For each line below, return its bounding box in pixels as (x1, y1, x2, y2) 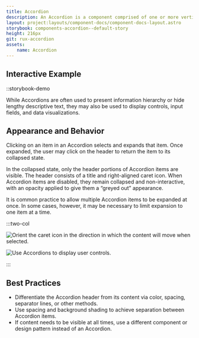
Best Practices (6, 278, 61, 288)
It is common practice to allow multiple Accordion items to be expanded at (6, 196, 188, 203)
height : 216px (6, 31, 41, 37)
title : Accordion (6, 8, 49, 15)
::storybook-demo (6, 85, 50, 92)
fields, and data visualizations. (6, 109, 80, 116)
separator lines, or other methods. (14, 300, 98, 307)
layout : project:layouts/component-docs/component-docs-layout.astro (6, 20, 182, 25)
